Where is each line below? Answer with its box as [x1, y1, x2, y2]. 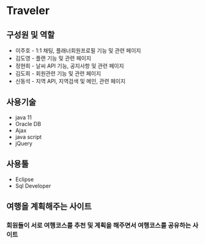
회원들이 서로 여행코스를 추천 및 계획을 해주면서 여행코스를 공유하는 [6, 221, 192, 229]
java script [15, 133, 42, 141]
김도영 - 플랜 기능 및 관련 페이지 [15, 54, 92, 62]
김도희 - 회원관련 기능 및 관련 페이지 [15, 70, 102, 77]
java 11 [15, 114, 32, 121]
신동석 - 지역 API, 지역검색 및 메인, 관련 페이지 [15, 78, 126, 84]
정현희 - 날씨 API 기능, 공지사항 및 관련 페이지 [15, 62, 124, 69]
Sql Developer [15, 182, 51, 190]
